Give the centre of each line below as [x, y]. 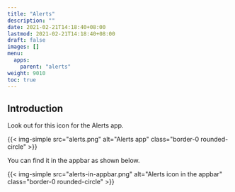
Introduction [35, 108]
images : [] [23, 47]
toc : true [22, 80]
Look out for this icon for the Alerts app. [65, 125]
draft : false [27, 40]
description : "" [31, 21]
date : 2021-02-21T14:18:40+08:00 [57, 27]
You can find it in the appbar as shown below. [74, 161]
